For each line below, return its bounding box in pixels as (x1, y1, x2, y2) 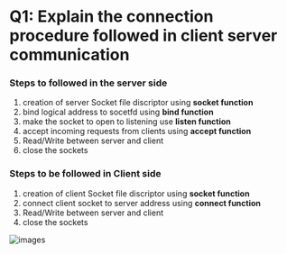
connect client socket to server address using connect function (22, 197, 262, 208)
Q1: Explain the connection (9, 6, 214, 27)
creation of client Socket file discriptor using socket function (22, 187, 250, 199)
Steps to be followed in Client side (9, 168, 162, 180)
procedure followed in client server (9, 25, 278, 46)
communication (9, 45, 130, 65)
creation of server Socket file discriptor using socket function (22, 97, 254, 108)
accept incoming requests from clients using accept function (22, 126, 252, 137)
